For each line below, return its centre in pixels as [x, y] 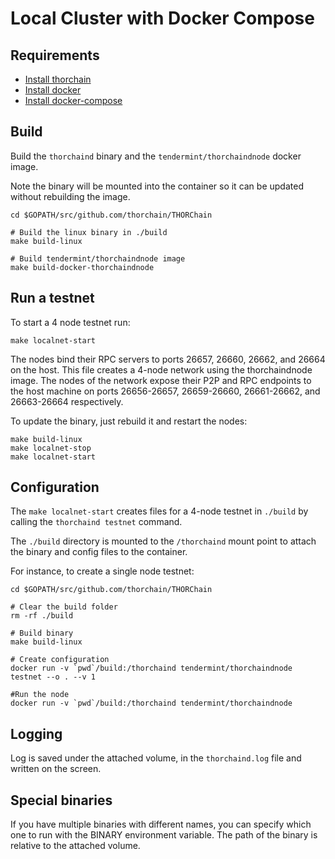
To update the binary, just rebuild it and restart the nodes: [129, 421]
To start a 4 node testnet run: [70, 322]
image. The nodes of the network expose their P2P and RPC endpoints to [161, 380]
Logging [36, 733]
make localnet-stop [51, 448]
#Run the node [40, 695]
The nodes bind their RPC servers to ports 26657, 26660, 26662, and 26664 [168, 359]
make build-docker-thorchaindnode [82, 267]
